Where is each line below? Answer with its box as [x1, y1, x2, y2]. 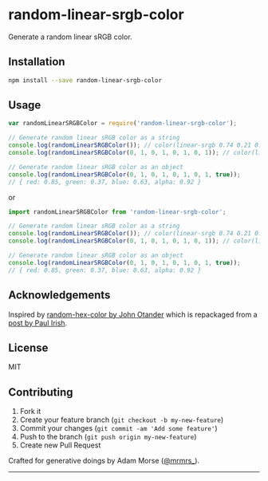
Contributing [8, 385, 73, 399]
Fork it [19, 407, 41, 416]
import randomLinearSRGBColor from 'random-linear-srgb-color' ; [8, 207, 227, 216]
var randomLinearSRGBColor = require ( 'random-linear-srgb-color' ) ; [8, 120, 238, 128]
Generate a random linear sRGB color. [8, 32, 133, 41]
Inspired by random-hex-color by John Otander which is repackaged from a [8, 309, 258, 319]
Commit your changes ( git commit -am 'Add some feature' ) [19, 424, 218, 433]
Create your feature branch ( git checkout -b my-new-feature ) [19, 415, 224, 424]
